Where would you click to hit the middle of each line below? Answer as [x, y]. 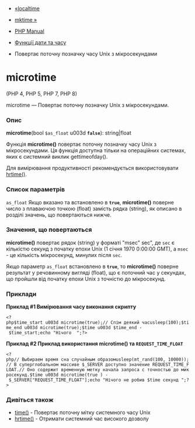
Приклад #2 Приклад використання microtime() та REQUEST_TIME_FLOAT [95, 344]
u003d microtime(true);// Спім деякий [93, 323]
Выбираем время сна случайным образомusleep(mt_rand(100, [93, 359]
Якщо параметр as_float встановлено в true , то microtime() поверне [93, 266]
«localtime [27, 8]
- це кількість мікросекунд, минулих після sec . [64, 255]
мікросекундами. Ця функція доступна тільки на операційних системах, [96, 150]
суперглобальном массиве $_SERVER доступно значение [84, 365]
